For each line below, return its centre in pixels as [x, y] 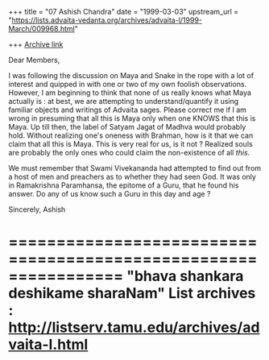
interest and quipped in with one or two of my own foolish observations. [128, 84]
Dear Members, [34, 60]
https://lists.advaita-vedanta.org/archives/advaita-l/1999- [107, 20]
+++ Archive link [36, 44]
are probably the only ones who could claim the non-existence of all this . [129, 153]
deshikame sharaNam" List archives [132, 294]
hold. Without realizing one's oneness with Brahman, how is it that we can [131, 135]
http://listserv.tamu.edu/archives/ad [134, 327]
